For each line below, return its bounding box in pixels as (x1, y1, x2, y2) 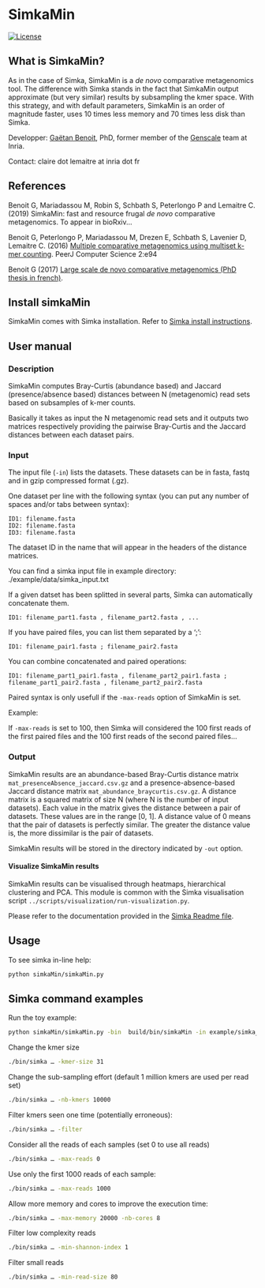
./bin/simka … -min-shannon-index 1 (8, 1244, 129, 1252)
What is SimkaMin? (8, 54, 105, 68)
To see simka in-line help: (8, 955, 92, 964)
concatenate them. (8, 599, 69, 608)
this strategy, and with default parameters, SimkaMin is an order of (8, 100, 225, 110)
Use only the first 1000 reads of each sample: (8, 1169, 156, 1178)
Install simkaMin (8, 295, 91, 309)
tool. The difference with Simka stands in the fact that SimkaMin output (8, 84, 239, 93)
